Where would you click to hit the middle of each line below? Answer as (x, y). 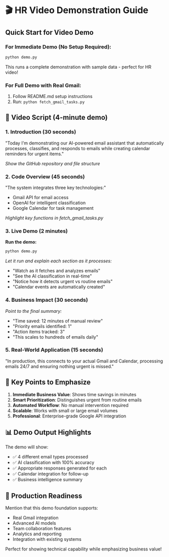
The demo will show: (27, 447)
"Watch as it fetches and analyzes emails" (56, 271)
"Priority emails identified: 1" (42, 326)
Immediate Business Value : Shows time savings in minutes (74, 394)
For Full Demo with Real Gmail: (43, 85)
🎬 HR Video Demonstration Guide (77, 10)
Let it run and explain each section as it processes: (59, 261)
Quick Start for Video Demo (49, 32)
